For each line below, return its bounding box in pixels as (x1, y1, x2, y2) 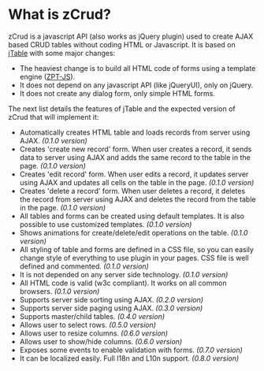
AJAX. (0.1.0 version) (19, 135, 88, 145)
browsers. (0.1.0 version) (19, 286, 100, 296)
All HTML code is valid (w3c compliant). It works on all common (19, 278, 227, 288)
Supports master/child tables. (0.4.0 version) (19, 311, 165, 321)
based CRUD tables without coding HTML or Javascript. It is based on (8, 39, 236, 49)
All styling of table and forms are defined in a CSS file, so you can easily (19, 244, 255, 254)
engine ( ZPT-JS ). (19, 72, 76, 81)
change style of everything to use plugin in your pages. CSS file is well (19, 253, 250, 262)
